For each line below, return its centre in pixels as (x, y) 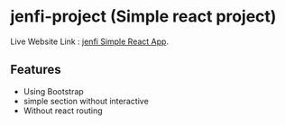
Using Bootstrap (53, 91)
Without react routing (63, 111)
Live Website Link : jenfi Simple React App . (90, 41)
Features (36, 70)
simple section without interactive (86, 101)
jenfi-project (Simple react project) (143, 17)
